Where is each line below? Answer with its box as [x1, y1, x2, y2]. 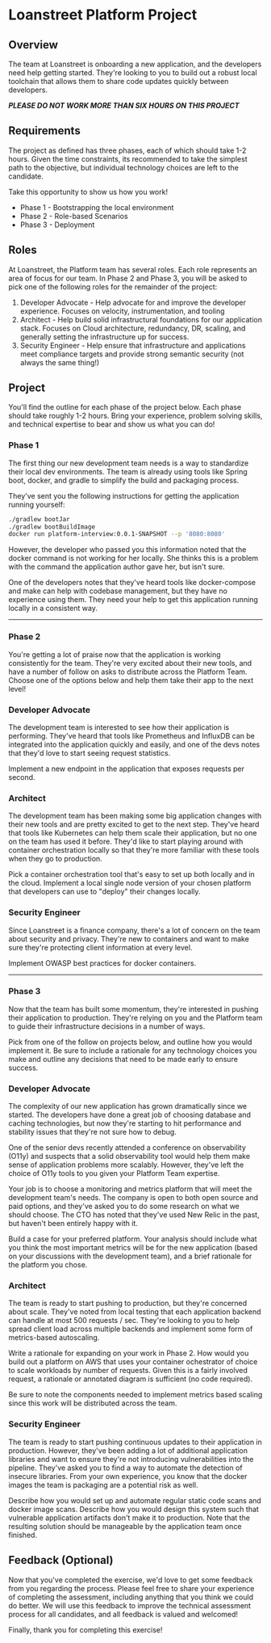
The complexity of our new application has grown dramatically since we [8, 1102, 248, 1111]
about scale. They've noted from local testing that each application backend [8, 1307, 261, 1317]
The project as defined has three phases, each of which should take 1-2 [8, 145, 247, 155]
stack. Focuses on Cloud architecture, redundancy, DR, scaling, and [19, 323, 246, 333]
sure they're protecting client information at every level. [8, 942, 193, 952]
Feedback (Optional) [8, 1553, 114, 1567]
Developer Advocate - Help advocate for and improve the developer [19, 297, 247, 307]
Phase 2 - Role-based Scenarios [19, 211, 128, 221]
